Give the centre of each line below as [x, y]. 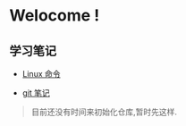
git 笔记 [36, 93]
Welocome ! [55, 16]
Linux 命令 [41, 74]
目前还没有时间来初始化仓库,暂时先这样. [104, 112]
